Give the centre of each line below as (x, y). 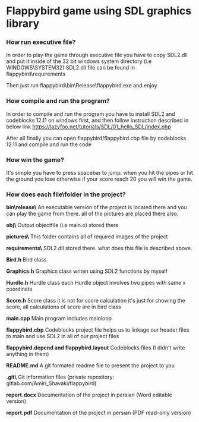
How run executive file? (41, 42)
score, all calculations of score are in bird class (64, 307)
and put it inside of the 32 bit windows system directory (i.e (79, 61)
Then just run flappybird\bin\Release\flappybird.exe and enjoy (82, 86)
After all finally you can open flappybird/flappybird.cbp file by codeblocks (96, 138)
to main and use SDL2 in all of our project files (63, 336)
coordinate (19, 289)
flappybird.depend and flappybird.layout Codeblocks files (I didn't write (96, 348)
